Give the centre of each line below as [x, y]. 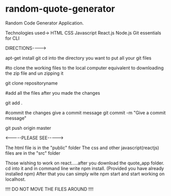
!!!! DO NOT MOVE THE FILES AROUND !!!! [50, 189]
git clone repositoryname [32, 83]
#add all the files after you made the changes [53, 93]
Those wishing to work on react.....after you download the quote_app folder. [85, 163]
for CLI [12, 38]
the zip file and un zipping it [34, 73]
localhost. [16, 179]
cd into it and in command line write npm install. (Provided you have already [85, 168]
